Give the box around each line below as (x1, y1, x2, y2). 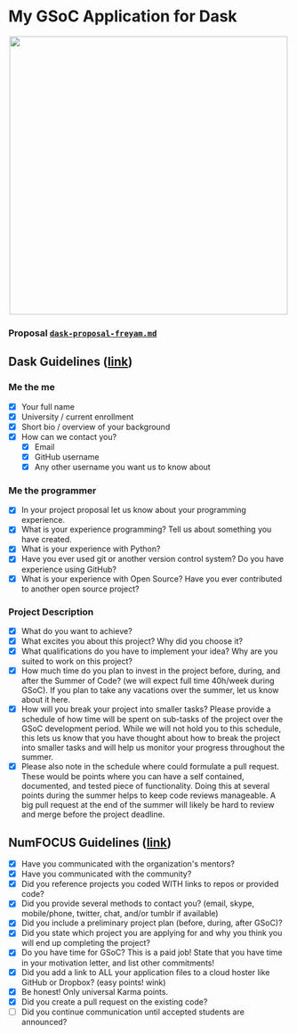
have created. (20, 534, 72, 545)
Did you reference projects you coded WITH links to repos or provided (20, 879, 279, 890)
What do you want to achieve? (20, 625, 132, 636)
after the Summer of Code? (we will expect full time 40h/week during (20, 675, 275, 687)
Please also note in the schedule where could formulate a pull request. (20, 761, 279, 772)
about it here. (20, 695, 71, 705)
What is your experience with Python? (20, 543, 161, 554)
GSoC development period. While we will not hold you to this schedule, (20, 723, 282, 734)
